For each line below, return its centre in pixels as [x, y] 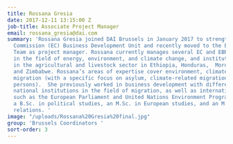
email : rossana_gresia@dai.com [52, 33]
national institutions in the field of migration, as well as [105, 91]
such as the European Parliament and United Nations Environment [110, 98]
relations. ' [32, 110]
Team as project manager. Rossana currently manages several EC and [114, 53]
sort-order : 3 [28, 129]
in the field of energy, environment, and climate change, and [106, 59]
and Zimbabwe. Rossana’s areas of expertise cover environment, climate [121, 71]
